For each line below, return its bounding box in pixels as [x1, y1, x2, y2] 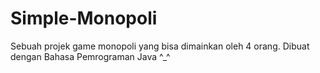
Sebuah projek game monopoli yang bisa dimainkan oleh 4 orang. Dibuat [10, 40, 310, 52]
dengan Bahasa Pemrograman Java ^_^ [10, 50, 171, 62]
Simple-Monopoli [10, 7, 158, 30]
